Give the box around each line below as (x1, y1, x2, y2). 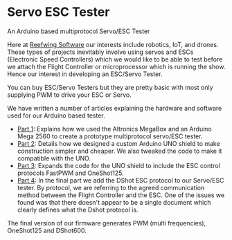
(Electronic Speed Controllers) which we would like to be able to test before (7, 55, 223, 63)
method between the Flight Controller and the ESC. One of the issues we (17, 191, 225, 199)
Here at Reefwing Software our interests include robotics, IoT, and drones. (7, 40, 219, 48)
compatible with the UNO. (17, 154, 91, 163)
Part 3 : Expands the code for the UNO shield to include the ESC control (17, 161, 220, 169)
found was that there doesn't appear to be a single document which (17, 198, 211, 206)
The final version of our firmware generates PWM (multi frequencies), (7, 219, 206, 227)
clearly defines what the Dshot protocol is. (17, 205, 139, 214)
